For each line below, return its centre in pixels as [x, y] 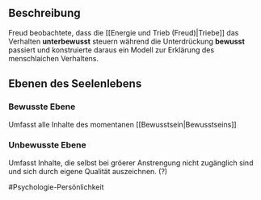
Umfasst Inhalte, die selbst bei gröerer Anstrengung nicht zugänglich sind [131, 162]
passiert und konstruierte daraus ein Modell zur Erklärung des [112, 50]
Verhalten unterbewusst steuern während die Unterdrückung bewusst [126, 41]
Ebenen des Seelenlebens [75, 84]
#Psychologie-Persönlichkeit [56, 187]
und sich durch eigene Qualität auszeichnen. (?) [88, 171]
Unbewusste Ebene [47, 145]
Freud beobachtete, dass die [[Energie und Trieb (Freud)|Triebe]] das [124, 32]
